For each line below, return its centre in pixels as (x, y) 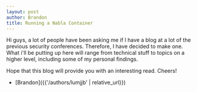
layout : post (23, 12)
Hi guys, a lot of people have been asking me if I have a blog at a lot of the (99, 40)
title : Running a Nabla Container (50, 23)
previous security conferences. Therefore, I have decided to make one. (95, 46)
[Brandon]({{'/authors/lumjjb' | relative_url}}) (70, 82)
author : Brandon (27, 17)
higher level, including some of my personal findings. (72, 59)
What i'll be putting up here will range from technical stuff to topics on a (95, 53)
